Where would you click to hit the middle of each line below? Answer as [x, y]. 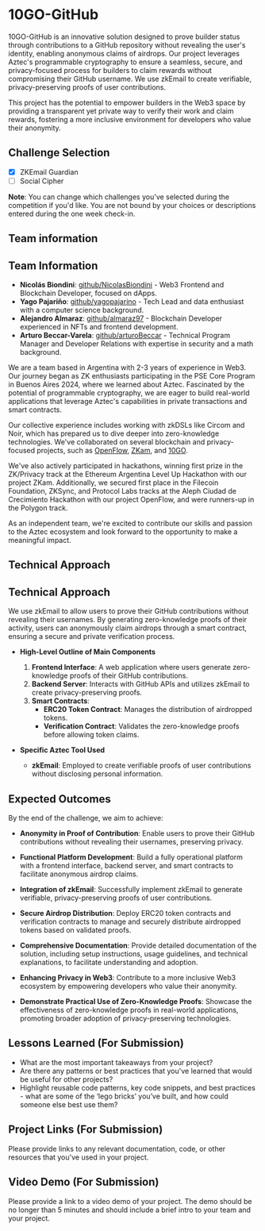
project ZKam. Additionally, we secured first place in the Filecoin [113, 483]
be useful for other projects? [66, 1079]
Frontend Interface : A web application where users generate [131, 667]
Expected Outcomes [60, 799]
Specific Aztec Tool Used [62, 750]
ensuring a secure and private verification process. [92, 637]
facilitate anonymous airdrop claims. [79, 874]
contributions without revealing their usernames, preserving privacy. [131, 842]
